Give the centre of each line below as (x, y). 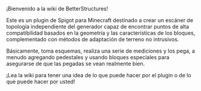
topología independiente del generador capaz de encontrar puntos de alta (98, 27)
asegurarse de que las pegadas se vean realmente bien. (76, 63)
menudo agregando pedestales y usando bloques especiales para (88, 57)
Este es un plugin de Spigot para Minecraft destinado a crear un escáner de (100, 20)
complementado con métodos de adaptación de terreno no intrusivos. (93, 39)
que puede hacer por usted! (41, 81)
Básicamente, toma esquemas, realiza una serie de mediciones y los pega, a (100, 51)
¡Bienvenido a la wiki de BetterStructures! (57, 9)
